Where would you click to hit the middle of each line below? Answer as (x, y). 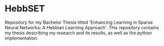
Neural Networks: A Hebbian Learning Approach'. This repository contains (82, 27)
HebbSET (25, 9)
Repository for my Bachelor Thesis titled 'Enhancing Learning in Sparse (79, 22)
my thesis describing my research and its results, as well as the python (78, 33)
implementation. (21, 38)
